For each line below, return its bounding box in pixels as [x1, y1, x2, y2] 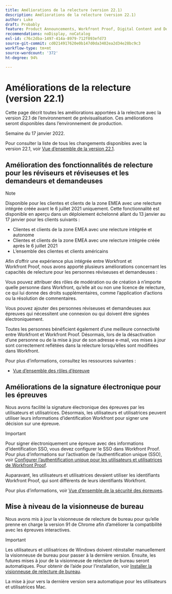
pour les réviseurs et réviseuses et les [5, 169, 129, 177]
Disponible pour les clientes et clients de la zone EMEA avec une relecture [5, 200, 162, 207]
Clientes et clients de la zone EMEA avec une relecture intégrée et [12, 227, 152, 233]
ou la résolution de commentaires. [5, 295, 77, 301]
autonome [12, 232, 34, 238]
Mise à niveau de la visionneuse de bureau [5, 502, 144, 511]
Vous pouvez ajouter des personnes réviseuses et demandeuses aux [5, 305, 151, 312]
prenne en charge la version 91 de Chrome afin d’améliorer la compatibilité [5, 521, 162, 527]
